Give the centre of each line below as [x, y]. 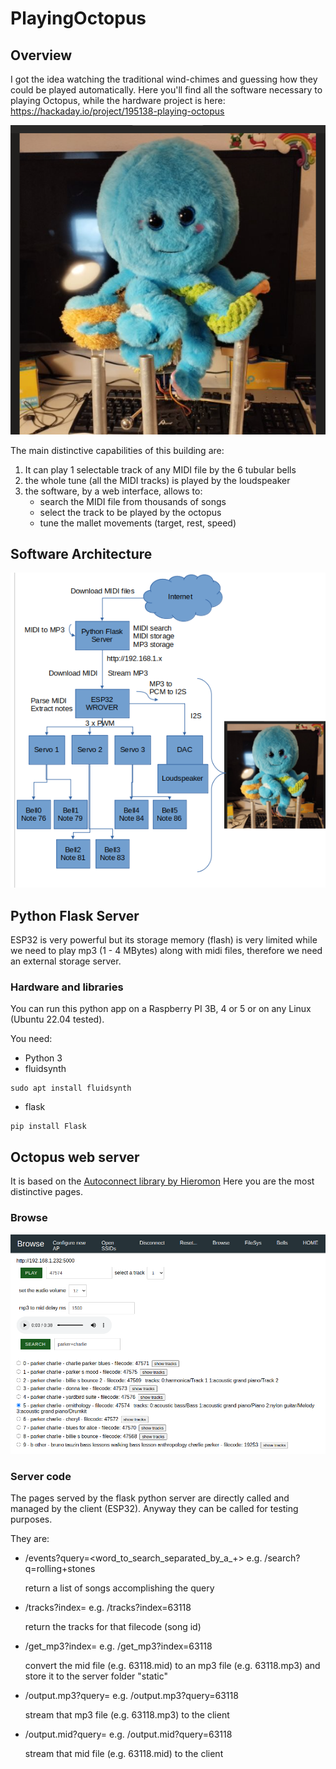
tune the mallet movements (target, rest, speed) [138, 523]
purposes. [31, 1519]
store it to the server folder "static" [96, 1676]
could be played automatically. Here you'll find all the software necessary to [166, 90]
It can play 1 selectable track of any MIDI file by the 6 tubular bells [160, 469]
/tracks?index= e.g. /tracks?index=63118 [108, 1608]
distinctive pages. [46, 1192]
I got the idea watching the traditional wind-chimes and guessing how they [164, 79]
